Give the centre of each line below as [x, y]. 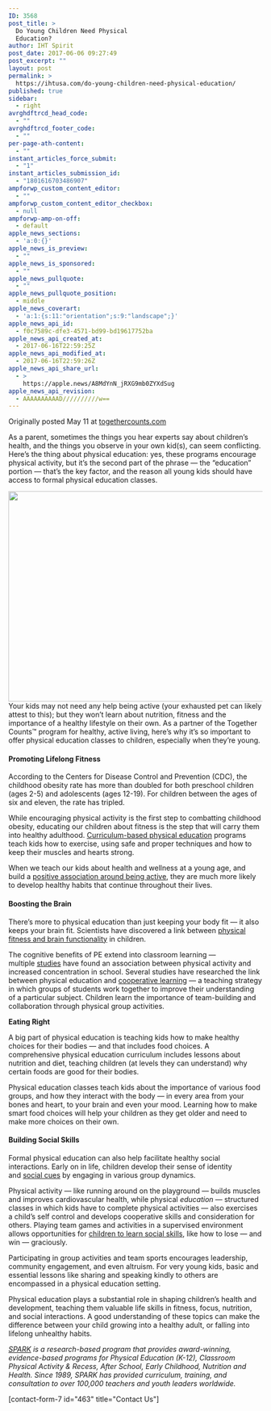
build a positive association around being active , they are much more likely [132, 877]
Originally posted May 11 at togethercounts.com [88, 421]
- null [27, 211]
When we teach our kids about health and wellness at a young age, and [127, 868]
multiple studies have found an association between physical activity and [130, 963]
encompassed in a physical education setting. [85, 1283]
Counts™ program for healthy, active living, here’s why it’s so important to [130, 732]
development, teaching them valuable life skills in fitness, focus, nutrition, [130, 1308]
